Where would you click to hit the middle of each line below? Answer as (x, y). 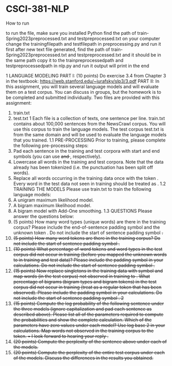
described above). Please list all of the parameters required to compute (88, 314)
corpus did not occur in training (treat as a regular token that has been (87, 287)
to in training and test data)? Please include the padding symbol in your (88, 260)
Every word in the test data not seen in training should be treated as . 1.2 (89, 184)
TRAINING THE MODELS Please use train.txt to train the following (82, 189)
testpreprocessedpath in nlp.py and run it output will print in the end (78, 66)
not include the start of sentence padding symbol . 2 (69, 298)
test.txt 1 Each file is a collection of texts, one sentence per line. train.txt (89, 118)
